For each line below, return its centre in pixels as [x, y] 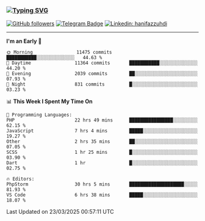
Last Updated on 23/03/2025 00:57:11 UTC [60, 212]
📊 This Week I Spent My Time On [49, 101]
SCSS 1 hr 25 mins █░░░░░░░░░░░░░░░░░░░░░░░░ [102, 153]
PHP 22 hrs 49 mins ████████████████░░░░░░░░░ [102, 120]
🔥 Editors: [20, 179]
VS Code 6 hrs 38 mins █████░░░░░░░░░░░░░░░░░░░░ [102, 195]
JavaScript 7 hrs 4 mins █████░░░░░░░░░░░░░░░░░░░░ [102, 131]
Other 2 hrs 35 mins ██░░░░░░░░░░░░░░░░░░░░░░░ [102, 142]
